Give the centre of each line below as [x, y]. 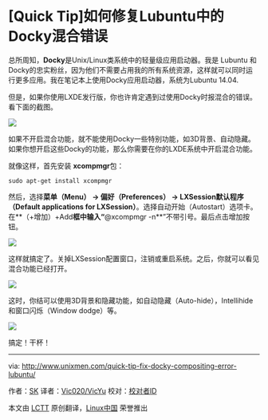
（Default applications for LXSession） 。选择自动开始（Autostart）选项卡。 [133, 206]
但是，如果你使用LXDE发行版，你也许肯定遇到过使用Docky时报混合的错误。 [133, 97]
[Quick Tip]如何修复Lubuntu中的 [116, 16]
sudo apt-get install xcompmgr [60, 180]
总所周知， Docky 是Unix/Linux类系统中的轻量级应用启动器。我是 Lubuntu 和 [132, 60]
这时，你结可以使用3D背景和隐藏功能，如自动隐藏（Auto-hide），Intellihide [131, 300]
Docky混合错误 [58, 36]
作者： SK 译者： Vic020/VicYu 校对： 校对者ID [83, 390]
